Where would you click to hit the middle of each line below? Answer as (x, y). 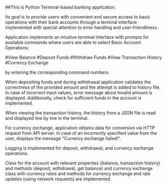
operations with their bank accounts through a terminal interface (71, 22)
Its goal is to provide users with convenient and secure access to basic (78, 17)
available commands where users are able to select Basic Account (73, 42)
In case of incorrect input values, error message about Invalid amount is (79, 93)
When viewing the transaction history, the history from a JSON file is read (81, 113)
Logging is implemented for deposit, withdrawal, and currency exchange (80, 148)
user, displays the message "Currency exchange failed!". (63, 138)
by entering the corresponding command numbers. (57, 72)
